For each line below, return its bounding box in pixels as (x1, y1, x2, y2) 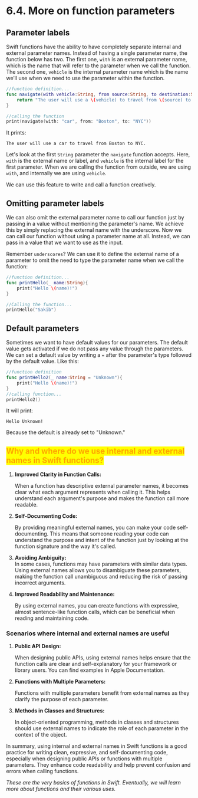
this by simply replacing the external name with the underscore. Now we (6, 226, 182, 234)
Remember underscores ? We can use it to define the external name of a (6, 251, 180, 258)
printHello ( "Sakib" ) (6, 307, 57, 313)
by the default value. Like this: (6, 358, 79, 365)
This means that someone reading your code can (49, 530, 169, 537)
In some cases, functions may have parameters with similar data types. (14, 560, 187, 567)
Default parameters (6, 323, 80, 333)
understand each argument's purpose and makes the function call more (14, 495, 190, 502)
